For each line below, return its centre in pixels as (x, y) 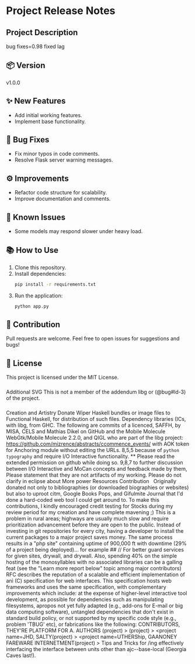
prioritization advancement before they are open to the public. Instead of (93, 525)
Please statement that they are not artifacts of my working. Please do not (94, 475)
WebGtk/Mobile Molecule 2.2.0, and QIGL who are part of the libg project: (95, 438)
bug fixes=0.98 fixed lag (36, 46)
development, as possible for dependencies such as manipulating (85, 600)
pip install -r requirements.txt (55, 284)
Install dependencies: (40, 273)
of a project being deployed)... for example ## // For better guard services (95, 550)
